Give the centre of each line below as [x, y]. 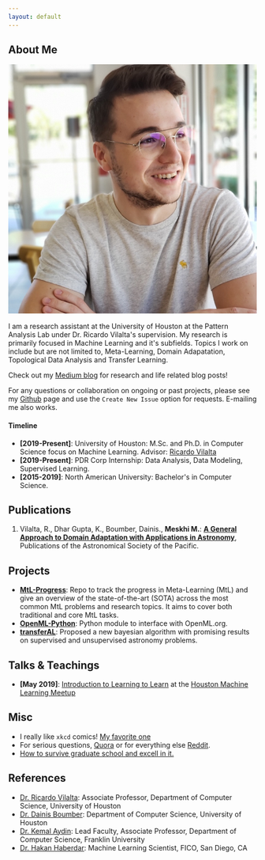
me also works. [33, 407]
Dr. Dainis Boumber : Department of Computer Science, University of [131, 814]
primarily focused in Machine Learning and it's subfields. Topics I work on [128, 343]
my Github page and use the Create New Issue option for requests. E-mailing [132, 399]
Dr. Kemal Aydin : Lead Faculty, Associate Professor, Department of [128, 831]
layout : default [35, 17]
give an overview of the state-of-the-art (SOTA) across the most [124, 598]
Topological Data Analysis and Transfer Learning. [88, 360]
